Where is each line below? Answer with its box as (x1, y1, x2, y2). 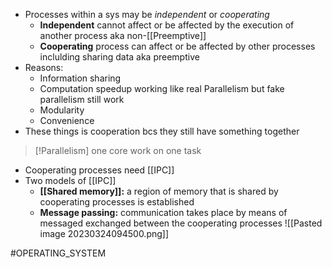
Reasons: (24, 62, 64, 73)
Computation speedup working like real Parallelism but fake (39, 83, 285, 94)
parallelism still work (39, 94, 125, 105)
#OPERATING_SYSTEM (10, 247, 107, 259)
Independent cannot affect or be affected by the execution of (39, 19, 295, 31)
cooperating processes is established (39, 196, 195, 208)
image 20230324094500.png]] (39, 228, 170, 239)
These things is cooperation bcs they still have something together (24, 125, 300, 137)
